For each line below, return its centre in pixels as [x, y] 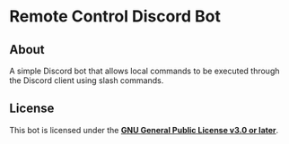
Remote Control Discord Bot [115, 17]
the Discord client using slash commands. [87, 80]
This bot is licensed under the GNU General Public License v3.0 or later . [144, 130]
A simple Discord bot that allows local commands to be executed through [144, 71]
